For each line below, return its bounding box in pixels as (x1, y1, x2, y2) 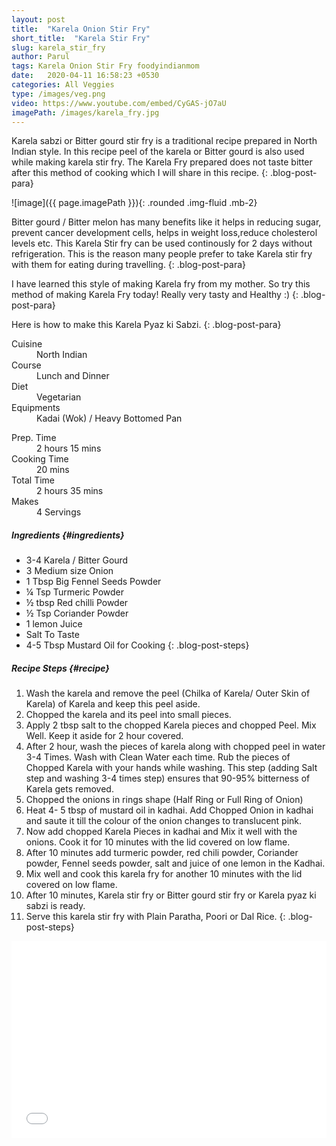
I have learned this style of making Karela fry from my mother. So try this (11, 278, 311, 290)
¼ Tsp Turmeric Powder (25, 586, 125, 598)
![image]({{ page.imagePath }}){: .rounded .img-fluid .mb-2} (11, 197, 258, 209)
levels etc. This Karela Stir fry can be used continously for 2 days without (11, 237, 313, 250)
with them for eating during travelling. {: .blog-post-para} (11, 259, 246, 271)
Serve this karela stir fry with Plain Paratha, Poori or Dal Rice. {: (25, 911, 286, 923)
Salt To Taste (25, 629, 80, 641)
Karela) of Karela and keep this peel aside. (25, 698, 201, 710)
